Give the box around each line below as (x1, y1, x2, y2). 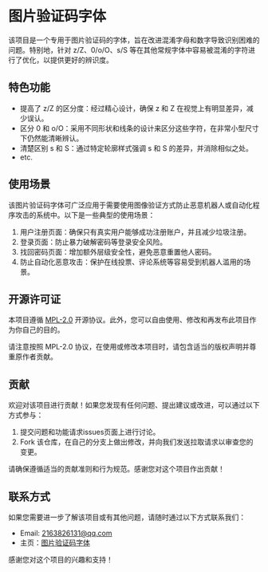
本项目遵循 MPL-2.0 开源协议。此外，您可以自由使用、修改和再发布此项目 (8, 315, 250, 325)
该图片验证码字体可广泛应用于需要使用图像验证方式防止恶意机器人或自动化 (8, 200, 253, 210)
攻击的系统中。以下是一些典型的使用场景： (14, 210, 156, 219)
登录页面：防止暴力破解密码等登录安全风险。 (19, 237, 167, 247)
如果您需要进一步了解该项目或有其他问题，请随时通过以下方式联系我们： (8, 512, 246, 522)
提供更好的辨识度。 (49, 55, 113, 65)
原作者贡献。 (14, 352, 57, 361)
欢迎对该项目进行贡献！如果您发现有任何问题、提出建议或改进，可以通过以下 (8, 400, 260, 410)
